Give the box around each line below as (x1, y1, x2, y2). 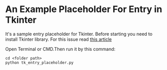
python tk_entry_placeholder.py (5, 60, 74, 65)
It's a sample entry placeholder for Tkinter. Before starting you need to (5, 31, 153, 37)
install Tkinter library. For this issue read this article (5, 36, 112, 42)
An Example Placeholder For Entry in (5, 4, 162, 15)
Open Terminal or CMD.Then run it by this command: (5, 46, 116, 52)
